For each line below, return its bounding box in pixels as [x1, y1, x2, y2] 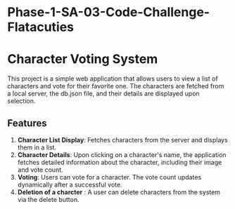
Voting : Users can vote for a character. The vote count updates [17, 173, 202, 181]
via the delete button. [17, 195, 80, 203]
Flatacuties [7, 19, 75, 35]
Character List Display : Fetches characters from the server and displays [17, 135, 229, 144]
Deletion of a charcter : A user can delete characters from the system [17, 187, 220, 196]
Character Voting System [7, 51, 158, 67]
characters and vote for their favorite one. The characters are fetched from [7, 82, 224, 90]
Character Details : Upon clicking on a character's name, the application [17, 150, 227, 159]
